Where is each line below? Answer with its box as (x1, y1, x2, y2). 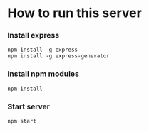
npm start (7, 118, 37, 125)
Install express (7, 31, 59, 40)
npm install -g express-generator (7, 53, 111, 60)
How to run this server (7, 5, 143, 21)
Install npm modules (7, 69, 80, 79)
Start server (7, 101, 50, 111)
